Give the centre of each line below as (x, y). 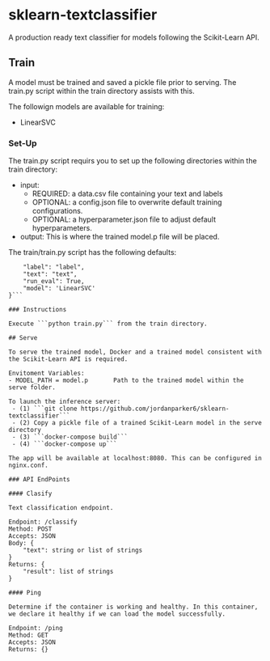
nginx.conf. (28, 466)
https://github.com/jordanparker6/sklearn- (155, 409)
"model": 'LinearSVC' (59, 289)
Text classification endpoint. (61, 508)
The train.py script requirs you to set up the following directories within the (133, 161)
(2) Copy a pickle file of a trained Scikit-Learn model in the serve (141, 423)
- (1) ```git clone (45, 409)
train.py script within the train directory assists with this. (102, 91)
